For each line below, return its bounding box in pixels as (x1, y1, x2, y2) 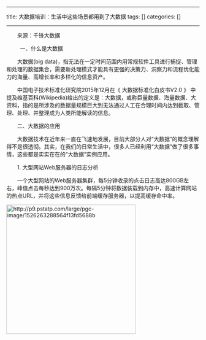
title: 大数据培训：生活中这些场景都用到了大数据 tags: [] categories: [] (6, 13, 181, 20)
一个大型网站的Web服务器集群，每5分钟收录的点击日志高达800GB (17, 177, 184, 184)
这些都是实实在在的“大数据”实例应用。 (17, 151, 113, 158)
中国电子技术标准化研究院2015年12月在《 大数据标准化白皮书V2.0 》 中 (17, 87, 196, 93)
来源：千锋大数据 (17, 32, 60, 39)
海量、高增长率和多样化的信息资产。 (17, 73, 109, 80)
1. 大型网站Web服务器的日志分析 (17, 164, 99, 171)
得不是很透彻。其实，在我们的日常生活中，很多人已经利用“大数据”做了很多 (6, 143, 194, 150)
